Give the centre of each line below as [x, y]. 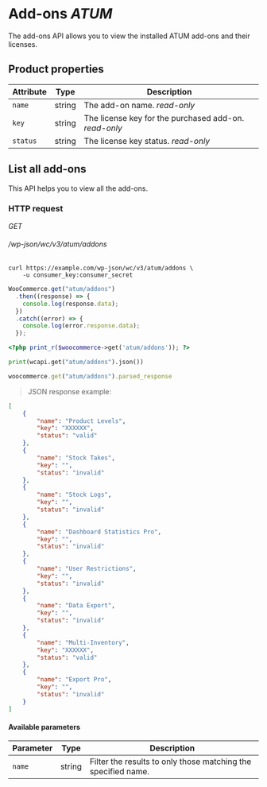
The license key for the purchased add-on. [164, 118]
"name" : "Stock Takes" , [76, 458]
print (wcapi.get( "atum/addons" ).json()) [76, 362]
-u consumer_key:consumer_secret [78, 275]
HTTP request [36, 209]
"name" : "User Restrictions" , [87, 569]
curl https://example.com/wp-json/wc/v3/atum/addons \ [101, 268]
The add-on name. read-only [139, 105]
